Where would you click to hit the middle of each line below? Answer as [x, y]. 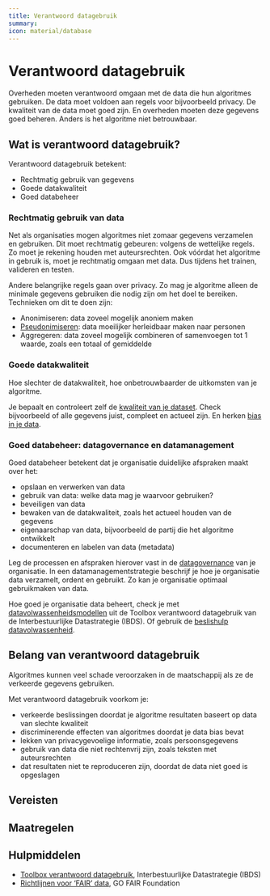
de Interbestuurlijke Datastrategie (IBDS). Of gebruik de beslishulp [118, 621]
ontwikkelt [37, 539]
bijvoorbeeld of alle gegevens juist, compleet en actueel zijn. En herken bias [135, 415]
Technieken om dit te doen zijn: [61, 302]
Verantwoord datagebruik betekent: [67, 164]
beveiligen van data [53, 504]
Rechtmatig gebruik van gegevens [77, 180]
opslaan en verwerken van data [72, 487]
